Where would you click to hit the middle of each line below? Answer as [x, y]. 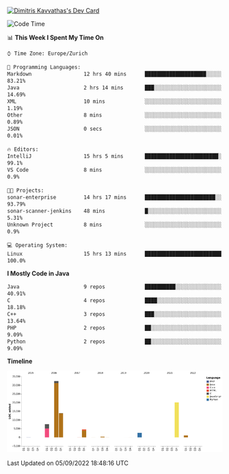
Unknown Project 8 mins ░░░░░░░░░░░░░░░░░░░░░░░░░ [114, 225]
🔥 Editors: [23, 149]
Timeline [20, 361]
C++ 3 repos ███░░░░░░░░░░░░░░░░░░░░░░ [114, 314]
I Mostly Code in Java [38, 273]
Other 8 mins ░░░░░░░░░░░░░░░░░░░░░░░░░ [114, 115]
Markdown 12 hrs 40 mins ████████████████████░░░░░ [114, 74]
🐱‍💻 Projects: [26, 190]
